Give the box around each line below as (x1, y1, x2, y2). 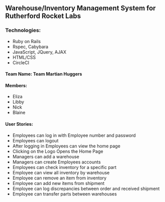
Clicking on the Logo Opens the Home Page (12, 148, 104, 154)
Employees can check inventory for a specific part (12, 164, 117, 170)
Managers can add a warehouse (12, 153, 79, 159)
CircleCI (12, 60, 29, 66)
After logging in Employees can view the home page (12, 143, 120, 149)
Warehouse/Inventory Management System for (5, 4, 156, 13)
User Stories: (5, 121, 34, 127)
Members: (5, 82, 28, 88)
